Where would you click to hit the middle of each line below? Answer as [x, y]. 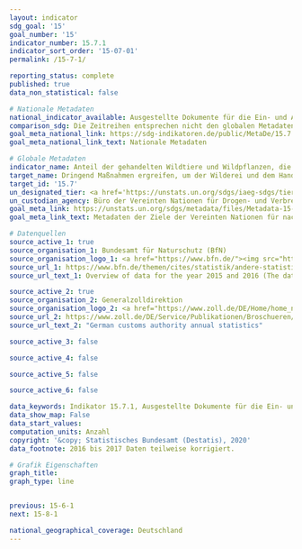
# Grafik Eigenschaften [54, 465]
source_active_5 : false [54, 374]
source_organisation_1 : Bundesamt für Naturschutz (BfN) [118, 250]
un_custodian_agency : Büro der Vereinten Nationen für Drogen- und [138, 201]
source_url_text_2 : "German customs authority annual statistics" [136, 325]
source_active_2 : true [52, 292]
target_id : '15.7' [44, 184]
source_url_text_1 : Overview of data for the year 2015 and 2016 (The [144, 276]
